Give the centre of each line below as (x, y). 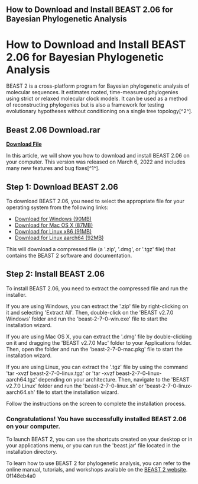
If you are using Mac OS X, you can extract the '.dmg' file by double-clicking (99, 336)
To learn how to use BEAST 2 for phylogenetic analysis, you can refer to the (98, 463)
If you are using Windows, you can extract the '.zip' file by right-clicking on (97, 306)
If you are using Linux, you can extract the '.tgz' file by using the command (97, 367)
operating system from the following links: (57, 207)
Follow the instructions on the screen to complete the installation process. (96, 403)
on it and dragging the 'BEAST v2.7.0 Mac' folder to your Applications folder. (99, 342)
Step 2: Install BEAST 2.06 (56, 274)
